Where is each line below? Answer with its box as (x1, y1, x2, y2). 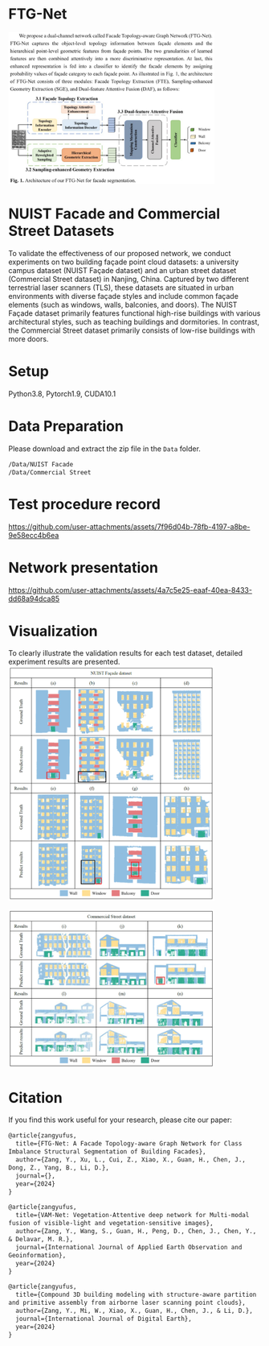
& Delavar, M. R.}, (8, 1236, 74, 1244)
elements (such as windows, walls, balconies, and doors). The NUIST (8, 300, 238, 309)
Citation (8, 1088, 63, 1107)
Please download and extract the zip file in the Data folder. (8, 444, 201, 453)
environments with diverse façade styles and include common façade (8, 291, 239, 300)
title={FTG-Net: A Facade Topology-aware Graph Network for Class (15, 1140, 243, 1148)
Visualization (8, 622, 98, 640)
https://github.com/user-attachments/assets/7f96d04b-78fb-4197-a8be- (8, 521, 251, 532)
